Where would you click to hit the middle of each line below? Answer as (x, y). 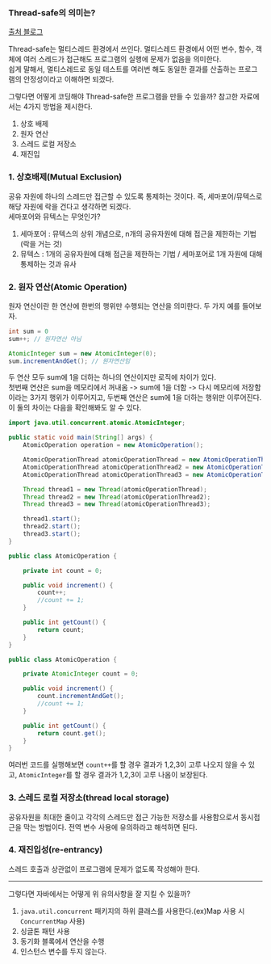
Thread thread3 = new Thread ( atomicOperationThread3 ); (117, 504)
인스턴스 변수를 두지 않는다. (63, 951)
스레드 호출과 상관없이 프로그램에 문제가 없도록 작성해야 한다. (104, 869)
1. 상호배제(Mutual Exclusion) (65, 177)
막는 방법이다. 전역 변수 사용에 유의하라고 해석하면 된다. (110, 827)
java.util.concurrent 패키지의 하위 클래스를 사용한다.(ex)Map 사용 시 (132, 911)
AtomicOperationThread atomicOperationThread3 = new (113, 474)
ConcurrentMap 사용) (52, 921)
